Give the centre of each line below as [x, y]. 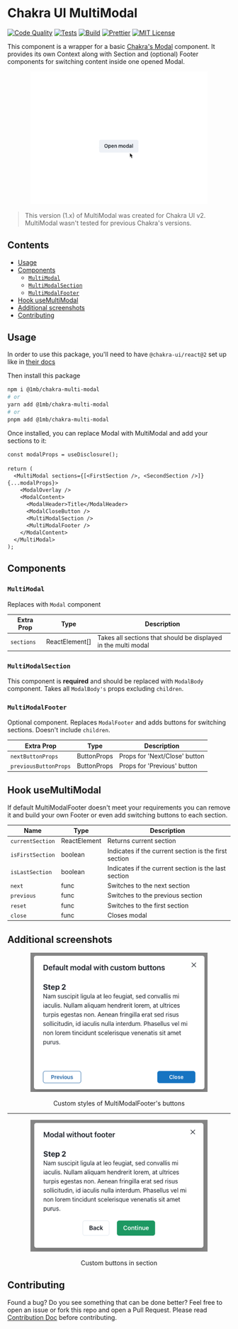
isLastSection [31, 873]
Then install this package [44, 376]
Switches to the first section [148, 905]
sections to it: [27, 441]
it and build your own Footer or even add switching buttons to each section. [118, 815]
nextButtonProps [34, 757]
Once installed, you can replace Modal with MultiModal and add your [108, 433]
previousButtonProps [41, 767]
